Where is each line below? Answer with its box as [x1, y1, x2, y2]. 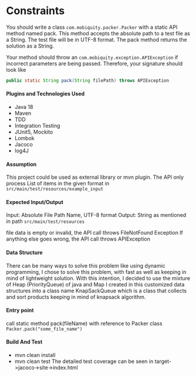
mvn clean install [14, 352, 56, 359]
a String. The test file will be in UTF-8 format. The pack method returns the [6, 36, 187, 43]
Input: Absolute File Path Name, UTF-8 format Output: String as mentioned [6, 212, 187, 219]
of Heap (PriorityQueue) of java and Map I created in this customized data [6, 281, 185, 288]
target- [154, 358, 171, 365]
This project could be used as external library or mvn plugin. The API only [6, 174, 184, 181]
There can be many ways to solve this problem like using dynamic [6, 262, 165, 269]
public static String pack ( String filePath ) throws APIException [6, 78, 169, 84]
